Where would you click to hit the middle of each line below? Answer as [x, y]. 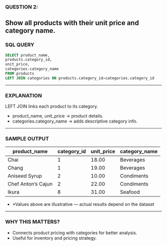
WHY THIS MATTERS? [33, 222]
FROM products [20, 74]
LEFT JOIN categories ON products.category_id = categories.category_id [80, 78]
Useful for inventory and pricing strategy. [54, 238]
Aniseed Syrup [25, 176]
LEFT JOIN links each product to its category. [52, 106]
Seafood [130, 192]
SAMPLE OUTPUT [27, 139]
